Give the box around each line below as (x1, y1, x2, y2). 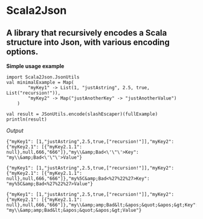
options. (6, 46, 39, 57)
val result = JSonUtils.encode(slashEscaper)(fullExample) (6, 111, 158, 117)
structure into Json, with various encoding (6, 37, 170, 47)
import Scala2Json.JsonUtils (6, 74, 80, 80)
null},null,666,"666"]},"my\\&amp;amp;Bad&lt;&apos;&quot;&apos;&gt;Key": (6, 202, 199, 208)
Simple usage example (6, 63, 65, 69)
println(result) (6, 116, 47, 122)
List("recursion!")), (6, 90, 61, 96)
